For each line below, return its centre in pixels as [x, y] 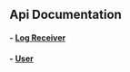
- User [22, 58]
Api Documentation [66, 15]
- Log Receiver [38, 37]
